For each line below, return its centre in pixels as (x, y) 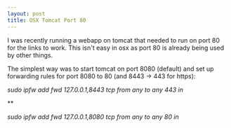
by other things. (30, 55)
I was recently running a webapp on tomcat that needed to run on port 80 (113, 40)
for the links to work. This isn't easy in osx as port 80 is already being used (116, 48)
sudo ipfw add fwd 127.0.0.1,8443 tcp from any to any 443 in (95, 90)
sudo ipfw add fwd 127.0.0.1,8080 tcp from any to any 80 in (93, 117)
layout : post (26, 14)
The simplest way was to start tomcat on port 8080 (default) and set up (111, 69)
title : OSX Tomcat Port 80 (47, 20)
